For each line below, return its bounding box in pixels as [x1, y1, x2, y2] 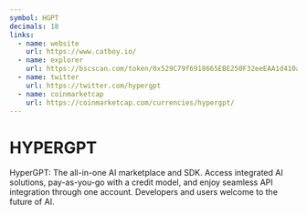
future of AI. [9, 197, 55, 208]
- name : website [17, 38, 79, 48]
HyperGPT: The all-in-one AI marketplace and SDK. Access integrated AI [9, 168, 283, 178]
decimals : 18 [9, 22, 59, 31]
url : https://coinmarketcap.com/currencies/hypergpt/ [26, 97, 235, 107]
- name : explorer [17, 56, 84, 65]
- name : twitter [17, 73, 79, 82]
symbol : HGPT [9, 13, 59, 23]
